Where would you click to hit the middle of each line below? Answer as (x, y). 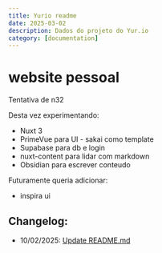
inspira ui (35, 196)
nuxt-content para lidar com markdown (85, 156)
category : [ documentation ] (53, 38)
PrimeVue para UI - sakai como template (87, 139)
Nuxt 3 (31, 131)
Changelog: (38, 221)
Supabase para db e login (63, 148)
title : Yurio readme (43, 16)
